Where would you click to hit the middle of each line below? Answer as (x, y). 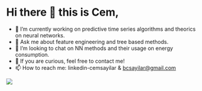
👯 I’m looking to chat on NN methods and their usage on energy (94, 48)
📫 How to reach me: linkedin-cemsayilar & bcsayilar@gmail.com (95, 67)
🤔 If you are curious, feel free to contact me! (70, 61)
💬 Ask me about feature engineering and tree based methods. (92, 42)
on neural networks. (40, 35)
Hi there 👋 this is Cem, (63, 12)
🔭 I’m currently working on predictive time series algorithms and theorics (105, 29)
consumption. (32, 54)
